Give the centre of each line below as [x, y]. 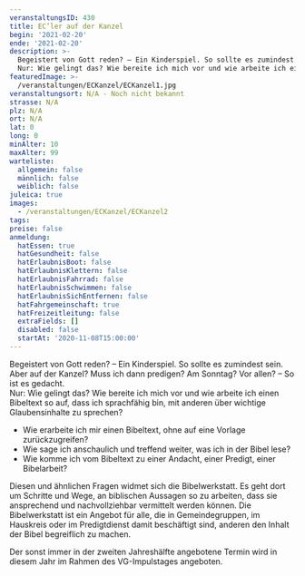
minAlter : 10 [34, 144]
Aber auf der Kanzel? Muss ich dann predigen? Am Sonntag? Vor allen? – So [152, 374]
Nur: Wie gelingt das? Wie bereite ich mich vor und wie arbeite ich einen [144, 393]
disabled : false [48, 330]
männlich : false [48, 178]
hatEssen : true [46, 246]
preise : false [36, 229]
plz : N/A [26, 111]
